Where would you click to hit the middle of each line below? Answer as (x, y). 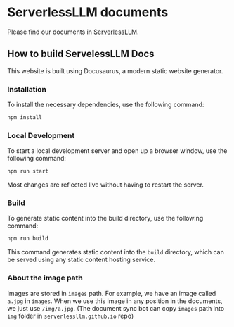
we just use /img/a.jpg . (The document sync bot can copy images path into (116, 308)
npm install (25, 118)
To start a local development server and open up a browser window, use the (117, 151)
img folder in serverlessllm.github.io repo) (71, 316)
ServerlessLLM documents (88, 12)
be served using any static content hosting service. (82, 260)
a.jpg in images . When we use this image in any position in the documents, (115, 301)
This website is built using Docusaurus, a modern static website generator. (115, 70)
